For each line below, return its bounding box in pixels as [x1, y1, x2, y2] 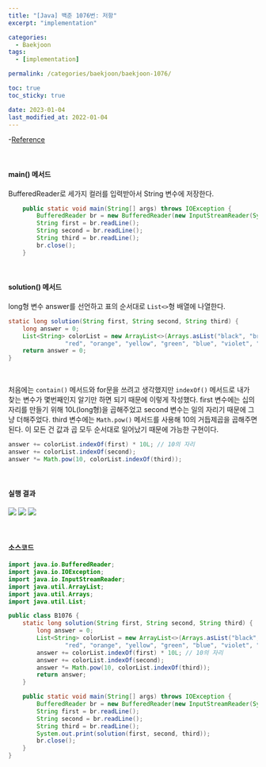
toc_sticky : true [8, 91, 66, 99]
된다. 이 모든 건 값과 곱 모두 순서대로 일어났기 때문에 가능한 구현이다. [8, 425, 219, 434]
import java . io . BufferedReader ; [8, 561, 115, 569]
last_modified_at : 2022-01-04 [8, 113, 108, 121]
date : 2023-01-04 [8, 106, 66, 114]
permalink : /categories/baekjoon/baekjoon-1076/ [8, 70, 172, 78]
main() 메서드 [8, 169, 51, 179]
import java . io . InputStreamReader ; [8, 575, 126, 584]
